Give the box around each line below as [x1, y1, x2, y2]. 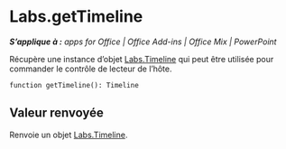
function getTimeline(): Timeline [9, 80, 140, 89]
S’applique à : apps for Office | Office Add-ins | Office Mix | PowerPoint [9, 36, 277, 47]
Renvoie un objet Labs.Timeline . [9, 129, 128, 140]
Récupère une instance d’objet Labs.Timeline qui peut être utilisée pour [9, 53, 274, 64]
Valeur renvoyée [9, 106, 104, 121]
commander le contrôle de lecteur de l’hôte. [9, 63, 172, 74]
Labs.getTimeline [9, 6, 143, 27]
